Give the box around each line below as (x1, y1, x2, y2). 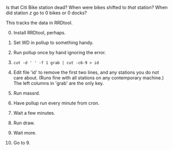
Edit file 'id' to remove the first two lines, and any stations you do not (13, 69, 159, 75)
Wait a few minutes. (13, 110, 56, 116)
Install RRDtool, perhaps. (13, 30, 66, 35)
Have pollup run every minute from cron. (13, 100, 100, 106)
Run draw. (13, 120, 35, 126)
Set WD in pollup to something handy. (13, 39, 94, 46)
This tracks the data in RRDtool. (6, 20, 73, 26)
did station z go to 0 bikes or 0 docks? (6, 10, 87, 16)
